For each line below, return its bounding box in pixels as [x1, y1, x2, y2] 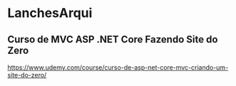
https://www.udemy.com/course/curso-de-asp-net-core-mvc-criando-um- [7, 63, 229, 72]
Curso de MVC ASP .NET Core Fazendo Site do [7, 33, 218, 45]
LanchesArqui [7, 5, 93, 21]
